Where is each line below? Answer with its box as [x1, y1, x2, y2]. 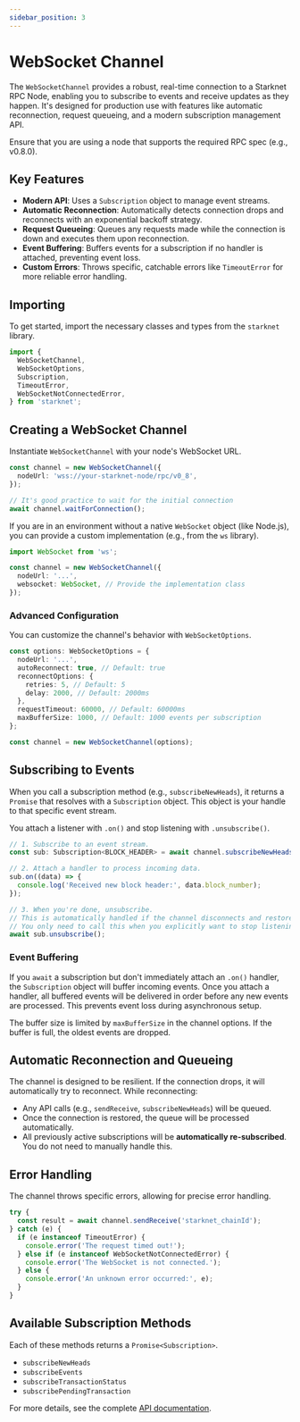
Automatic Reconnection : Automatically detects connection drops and [21, 205, 284, 215]
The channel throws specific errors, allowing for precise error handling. [9, 1191, 271, 1201]
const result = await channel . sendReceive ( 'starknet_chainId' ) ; [17, 1217, 262, 1225]
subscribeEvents [21, 1368, 83, 1376]
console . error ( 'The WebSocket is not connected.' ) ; [25, 1258, 221, 1267]
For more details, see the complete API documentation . [9, 1402, 212, 1413]
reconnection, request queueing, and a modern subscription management [9, 109, 281, 121]
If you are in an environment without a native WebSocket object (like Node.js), [9, 520, 290, 531]
